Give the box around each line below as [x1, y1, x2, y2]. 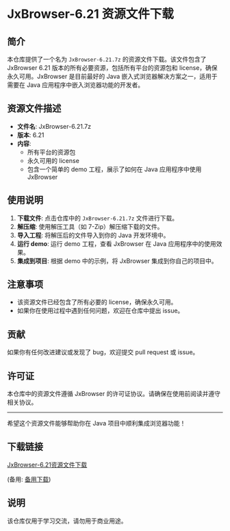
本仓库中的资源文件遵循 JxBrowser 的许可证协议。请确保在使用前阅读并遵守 [7, 390, 221, 398]
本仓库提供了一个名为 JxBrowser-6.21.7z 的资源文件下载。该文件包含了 [7, 55, 207, 63]
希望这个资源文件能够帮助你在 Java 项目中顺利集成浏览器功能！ [7, 419, 186, 428]
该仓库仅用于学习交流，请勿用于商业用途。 [7, 517, 127, 525]
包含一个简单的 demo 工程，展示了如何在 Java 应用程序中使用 [27, 165, 202, 173]
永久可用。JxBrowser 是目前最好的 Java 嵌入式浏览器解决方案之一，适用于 [7, 73, 218, 80]
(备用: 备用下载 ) [7, 475, 51, 483]
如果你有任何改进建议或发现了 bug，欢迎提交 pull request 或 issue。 [7, 348, 199, 356]
